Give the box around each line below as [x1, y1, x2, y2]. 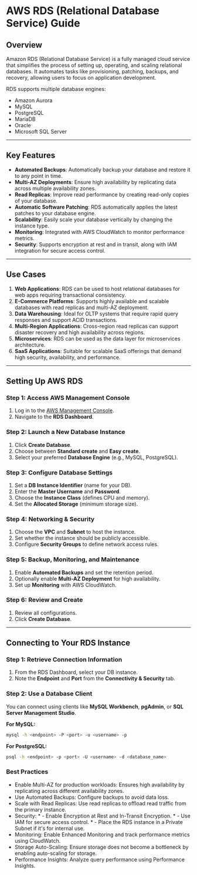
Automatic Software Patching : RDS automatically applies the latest [14, 204, 178, 211]
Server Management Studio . [6, 709, 76, 716]
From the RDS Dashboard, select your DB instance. [14, 669, 138, 676]
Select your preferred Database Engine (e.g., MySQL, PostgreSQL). [14, 453, 178, 461]
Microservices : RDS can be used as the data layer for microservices [14, 335, 181, 342]
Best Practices [6, 768, 49, 776]
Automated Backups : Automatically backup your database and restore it [14, 166, 191, 173]
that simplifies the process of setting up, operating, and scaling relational [6, 62, 182, 69]
